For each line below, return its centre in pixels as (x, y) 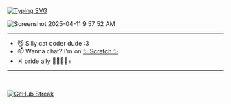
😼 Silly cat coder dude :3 (53, 43)
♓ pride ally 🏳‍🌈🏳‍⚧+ (44, 61)
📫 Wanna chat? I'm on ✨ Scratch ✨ (68, 51)
